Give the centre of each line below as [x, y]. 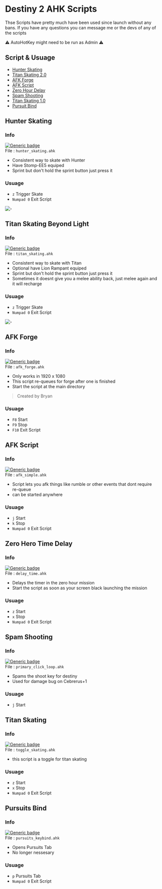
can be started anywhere [37, 495]
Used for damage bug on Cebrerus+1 [49, 682]
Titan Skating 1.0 [29, 101]
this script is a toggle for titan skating [49, 759]
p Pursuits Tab [26, 876]
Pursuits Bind [26, 808]
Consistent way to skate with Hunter [49, 160]
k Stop [19, 523]
